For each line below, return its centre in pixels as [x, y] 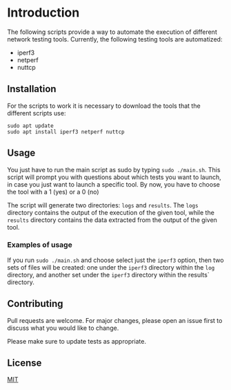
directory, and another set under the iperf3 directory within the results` [108, 275]
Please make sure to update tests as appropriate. [77, 341]
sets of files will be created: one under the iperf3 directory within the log [111, 267]
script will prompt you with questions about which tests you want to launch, [114, 177]
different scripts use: [37, 113]
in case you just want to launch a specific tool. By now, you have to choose [114, 184]
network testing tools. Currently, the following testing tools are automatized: [115, 39]
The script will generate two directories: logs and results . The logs [103, 205]
